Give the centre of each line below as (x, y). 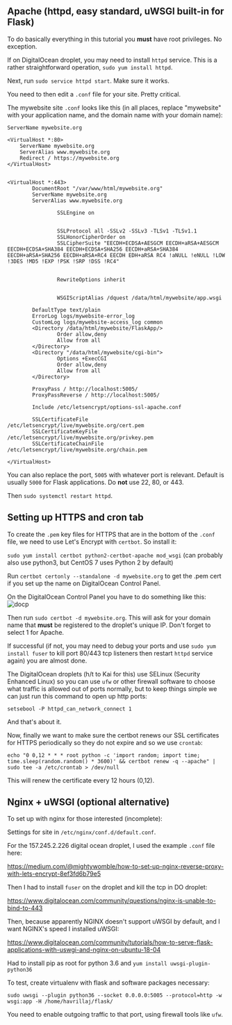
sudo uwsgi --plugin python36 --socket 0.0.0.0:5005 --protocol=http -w (115, 996)
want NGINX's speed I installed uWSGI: (63, 929)
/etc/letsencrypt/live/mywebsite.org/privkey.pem (81, 437)
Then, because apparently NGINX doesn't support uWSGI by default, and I (114, 922)
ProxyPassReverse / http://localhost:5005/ (96, 395)
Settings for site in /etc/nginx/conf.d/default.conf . (82, 832)
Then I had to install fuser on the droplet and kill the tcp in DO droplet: (107, 887)
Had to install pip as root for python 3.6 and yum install (88, 963)
